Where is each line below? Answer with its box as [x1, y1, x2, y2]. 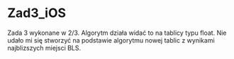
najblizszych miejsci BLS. [7, 43, 82, 52]
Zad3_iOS [7, 5, 66, 21]
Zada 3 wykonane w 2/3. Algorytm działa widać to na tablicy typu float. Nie [7, 28, 227, 37]
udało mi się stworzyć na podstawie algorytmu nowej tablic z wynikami [7, 36, 215, 44]
